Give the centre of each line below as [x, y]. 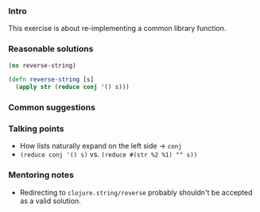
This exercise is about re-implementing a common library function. [117, 29]
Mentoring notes [41, 175]
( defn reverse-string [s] [51, 80]
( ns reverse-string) [43, 65]
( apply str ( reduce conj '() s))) [72, 87]
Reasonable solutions [51, 49]
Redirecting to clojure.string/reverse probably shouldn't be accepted [136, 192]
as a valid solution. [50, 201]
